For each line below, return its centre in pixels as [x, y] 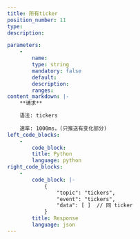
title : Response [55, 218]
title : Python [52, 154]
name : [40, 58]
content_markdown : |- [38, 97]
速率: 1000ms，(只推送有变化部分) [63, 128]
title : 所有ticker [32, 13]
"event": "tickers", [86, 199]
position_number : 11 [37, 20]
